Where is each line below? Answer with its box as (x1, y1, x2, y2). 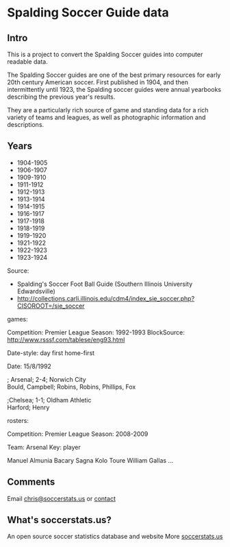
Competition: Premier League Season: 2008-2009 (7, 430, 149, 438)
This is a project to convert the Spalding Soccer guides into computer (7, 50, 203, 58)
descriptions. (7, 121, 44, 128)
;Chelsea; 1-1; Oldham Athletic (7, 396, 92, 404)
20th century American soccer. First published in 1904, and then (7, 78, 189, 86)
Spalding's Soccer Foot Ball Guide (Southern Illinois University (16, 280, 193, 288)
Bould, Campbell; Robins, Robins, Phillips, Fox (7, 382, 136, 391)
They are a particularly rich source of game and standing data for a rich (7, 106, 209, 114)
